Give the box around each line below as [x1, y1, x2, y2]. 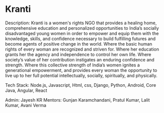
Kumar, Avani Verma [5, 102, 47, 108]
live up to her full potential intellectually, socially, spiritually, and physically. [5, 72, 158, 78]
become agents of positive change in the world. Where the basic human [5, 41, 153, 47]
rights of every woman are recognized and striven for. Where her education [5, 46, 160, 52]
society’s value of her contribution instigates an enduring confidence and [5, 56, 155, 62]
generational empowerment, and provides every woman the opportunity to [5, 67, 158, 73]
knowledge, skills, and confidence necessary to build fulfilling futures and [5, 36, 156, 42]
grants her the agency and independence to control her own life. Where [5, 51, 152, 57]
